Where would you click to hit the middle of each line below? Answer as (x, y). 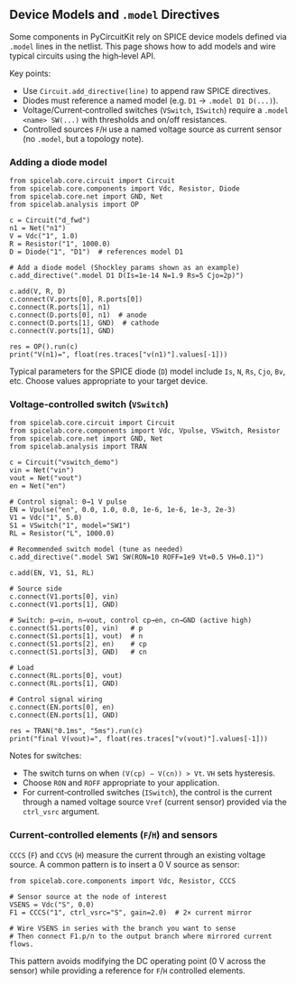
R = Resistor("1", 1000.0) (60, 244)
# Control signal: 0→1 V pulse (68, 502)
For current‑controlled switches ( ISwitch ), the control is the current (147, 793)
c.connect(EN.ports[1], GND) (64, 716)
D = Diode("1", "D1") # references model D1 (96, 252)
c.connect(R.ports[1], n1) (60, 307)
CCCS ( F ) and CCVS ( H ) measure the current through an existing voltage (138, 855)
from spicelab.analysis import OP (74, 205)
